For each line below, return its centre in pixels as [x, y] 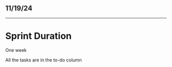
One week [16, 50]
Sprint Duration [38, 36]
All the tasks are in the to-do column [44, 60]
